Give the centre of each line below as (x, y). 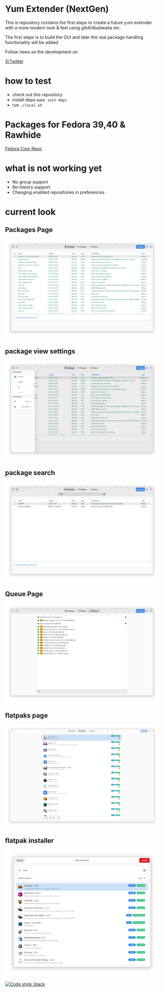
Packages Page (29, 230)
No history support (31, 187)
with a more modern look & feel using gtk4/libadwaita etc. (63, 27)
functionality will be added (32, 42)
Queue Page (24, 594)
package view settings (40, 351)
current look (31, 212)
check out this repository (37, 94)
